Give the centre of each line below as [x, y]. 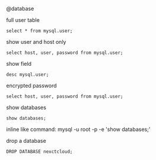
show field [19, 64]
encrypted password [32, 86]
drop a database [26, 141]
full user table [23, 20]
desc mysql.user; [28, 75]
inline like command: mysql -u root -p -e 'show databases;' [78, 129]
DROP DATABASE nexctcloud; [39, 152]
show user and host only [36, 42]
